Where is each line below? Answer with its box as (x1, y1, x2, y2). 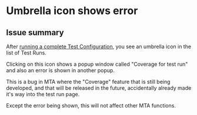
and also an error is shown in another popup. (6, 67, 115, 74)
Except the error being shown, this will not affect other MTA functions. (6, 102, 176, 109)
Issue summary (6, 28, 64, 38)
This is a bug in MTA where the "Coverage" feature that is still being (6, 78, 171, 85)
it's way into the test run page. (6, 91, 80, 97)
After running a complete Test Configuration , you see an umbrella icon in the (6, 43, 192, 50)
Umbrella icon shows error (6, 4, 138, 18)
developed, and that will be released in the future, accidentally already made (6, 84, 192, 92)
